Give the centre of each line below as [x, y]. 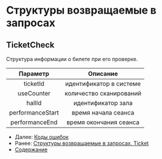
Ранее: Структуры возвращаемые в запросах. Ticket [82, 143]
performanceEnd [34, 122]
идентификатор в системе [103, 84]
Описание [103, 74]
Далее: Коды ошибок [42, 137]
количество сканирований [103, 93]
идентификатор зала [103, 103]
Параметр [34, 74]
